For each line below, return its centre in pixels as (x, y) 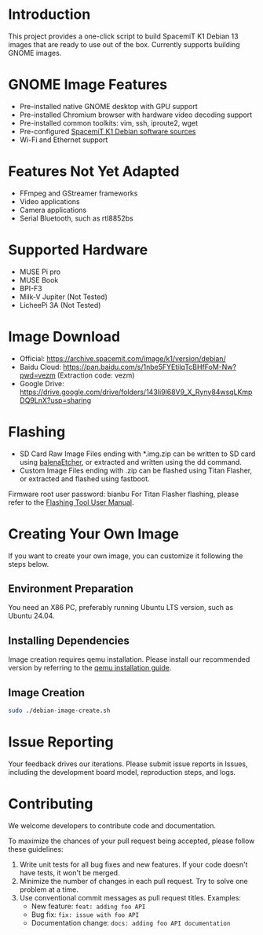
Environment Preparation (71, 588)
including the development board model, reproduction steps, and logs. (122, 772)
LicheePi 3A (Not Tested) (60, 305)
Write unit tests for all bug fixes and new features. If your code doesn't (133, 864)
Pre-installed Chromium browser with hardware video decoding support (136, 115)
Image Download (64, 336)
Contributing (51, 804)
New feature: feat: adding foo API (88, 906)
